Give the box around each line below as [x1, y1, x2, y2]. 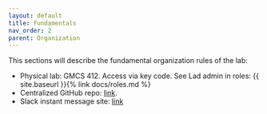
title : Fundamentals [8, 19, 78, 27]
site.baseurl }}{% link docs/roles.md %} [19, 80, 151, 89]
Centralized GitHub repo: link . [19, 88, 118, 98]
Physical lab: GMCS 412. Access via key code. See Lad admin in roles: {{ [19, 71, 260, 81]
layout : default [8, 11, 62, 20]
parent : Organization [8, 33, 81, 42]
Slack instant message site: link [19, 96, 124, 106]
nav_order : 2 [8, 26, 52, 34]
